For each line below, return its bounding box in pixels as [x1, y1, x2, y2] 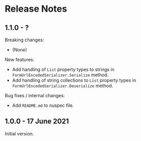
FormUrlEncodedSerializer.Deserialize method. [12, 82, 113, 89]
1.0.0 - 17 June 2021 [5, 117, 69, 126]
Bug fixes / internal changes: [5, 93, 65, 98]
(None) [12, 47, 27, 52]
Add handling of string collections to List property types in [12, 77, 136, 83]
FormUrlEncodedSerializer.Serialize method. [12, 72, 109, 78]
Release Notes [5, 3, 67, 15]
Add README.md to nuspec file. [12, 102, 74, 108]
